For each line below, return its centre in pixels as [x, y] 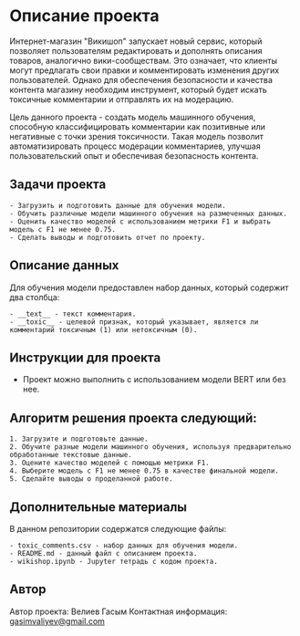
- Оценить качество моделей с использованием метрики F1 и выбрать [140, 221]
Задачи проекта [58, 185]
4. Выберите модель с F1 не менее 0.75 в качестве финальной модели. [145, 471]
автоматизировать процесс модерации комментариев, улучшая [135, 146]
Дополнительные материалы [98, 507]
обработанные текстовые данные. [71, 455]
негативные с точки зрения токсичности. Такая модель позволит [137, 136]
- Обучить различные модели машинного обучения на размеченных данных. [148, 214]
